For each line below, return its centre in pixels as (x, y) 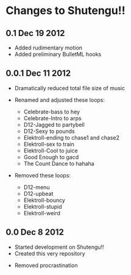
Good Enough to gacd (51, 157)
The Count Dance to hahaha (59, 163)
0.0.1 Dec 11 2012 (38, 73)
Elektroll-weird (42, 213)
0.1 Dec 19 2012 (35, 33)
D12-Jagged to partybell (54, 124)
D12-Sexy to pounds (49, 131)
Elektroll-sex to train (49, 144)
